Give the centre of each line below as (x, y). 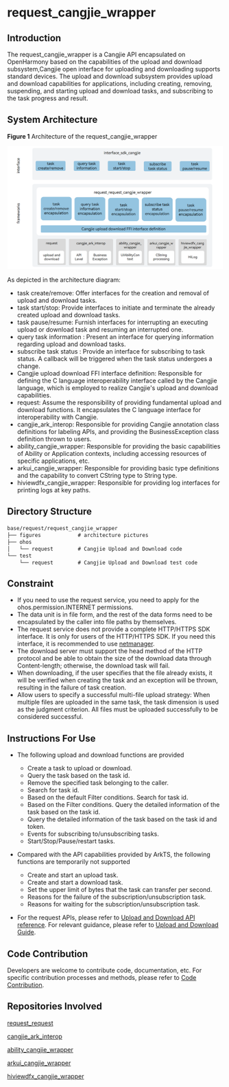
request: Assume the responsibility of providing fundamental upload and (119, 402)
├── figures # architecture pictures (78, 535)
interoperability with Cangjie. (58, 417)
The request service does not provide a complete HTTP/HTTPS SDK (113, 629)
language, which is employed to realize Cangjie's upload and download (117, 388)
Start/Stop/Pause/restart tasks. (71, 841)
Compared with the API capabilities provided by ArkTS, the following (113, 855)
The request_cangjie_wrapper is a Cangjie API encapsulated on (96, 54)
